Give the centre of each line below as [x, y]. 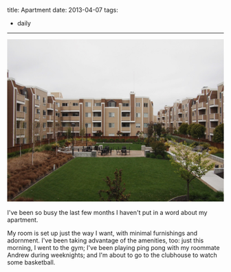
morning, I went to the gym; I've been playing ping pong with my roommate [113, 248]
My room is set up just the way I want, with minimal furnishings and [102, 233]
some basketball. [31, 262]
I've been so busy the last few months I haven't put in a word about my [107, 213]
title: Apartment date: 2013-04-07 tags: [63, 10]
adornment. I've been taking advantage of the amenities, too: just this [106, 240]
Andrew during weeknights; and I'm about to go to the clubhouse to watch [112, 255]
